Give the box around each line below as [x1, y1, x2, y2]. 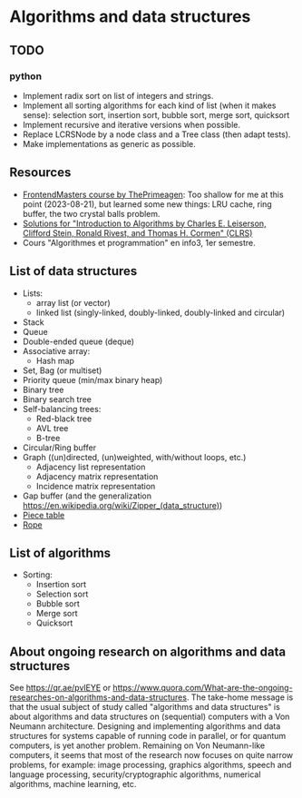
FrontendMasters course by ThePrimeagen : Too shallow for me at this [22, 189, 284, 200]
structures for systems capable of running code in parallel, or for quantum [9, 731, 287, 742]
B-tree [35, 432, 61, 443]
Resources [9, 165, 72, 181]
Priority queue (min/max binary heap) [22, 374, 163, 385]
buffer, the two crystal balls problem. [22, 208, 161, 219]
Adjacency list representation [35, 461, 146, 472]
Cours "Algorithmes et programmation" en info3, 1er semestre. [22, 237, 256, 248]
